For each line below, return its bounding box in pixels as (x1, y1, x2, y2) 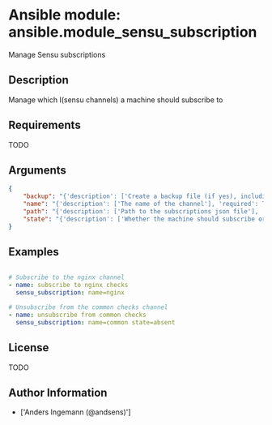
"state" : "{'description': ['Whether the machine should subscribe (23, 215, 255, 223)
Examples (8, 245, 59, 259)
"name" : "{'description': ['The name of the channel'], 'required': (23, 200, 259, 208)
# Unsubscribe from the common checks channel (8, 303, 168, 311)
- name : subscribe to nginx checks (8, 281, 129, 290)
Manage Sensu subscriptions (8, 49, 106, 59)
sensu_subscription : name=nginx (15, 289, 125, 297)
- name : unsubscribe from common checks (8, 311, 147, 319)
